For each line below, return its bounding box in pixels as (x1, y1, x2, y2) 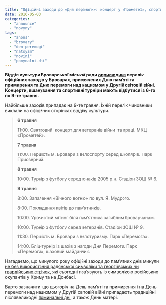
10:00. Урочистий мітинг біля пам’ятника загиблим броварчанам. (17, 215, 155, 221)
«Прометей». (17, 132, 45, 138)
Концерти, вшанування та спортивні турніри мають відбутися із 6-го (5, 87, 156, 93)
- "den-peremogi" (9, 44, 45, 49)
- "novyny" (9, 26, 32, 31)
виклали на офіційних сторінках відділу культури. (5, 108, 110, 114)
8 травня (17, 166, 37, 172)
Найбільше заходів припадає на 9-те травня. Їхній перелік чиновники (5, 102, 152, 108)
